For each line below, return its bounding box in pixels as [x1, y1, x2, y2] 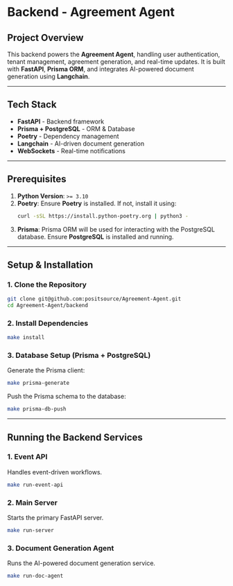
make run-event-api [7, 481, 64, 488]
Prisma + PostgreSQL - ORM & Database [17, 124, 135, 132]
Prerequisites [7, 173, 67, 185]
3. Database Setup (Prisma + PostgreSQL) [7, 351, 151, 361]
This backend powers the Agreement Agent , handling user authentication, [7, 50, 221, 58]
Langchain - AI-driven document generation [17, 139, 144, 148]
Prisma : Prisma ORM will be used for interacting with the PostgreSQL [17, 225, 215, 233]
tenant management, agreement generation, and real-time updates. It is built [7, 58, 225, 66]
